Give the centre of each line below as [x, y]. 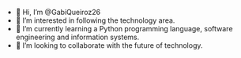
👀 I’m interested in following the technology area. [95, 20]
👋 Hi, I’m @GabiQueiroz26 [58, 12]
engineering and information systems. [77, 37]
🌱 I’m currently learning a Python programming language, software [124, 29]
